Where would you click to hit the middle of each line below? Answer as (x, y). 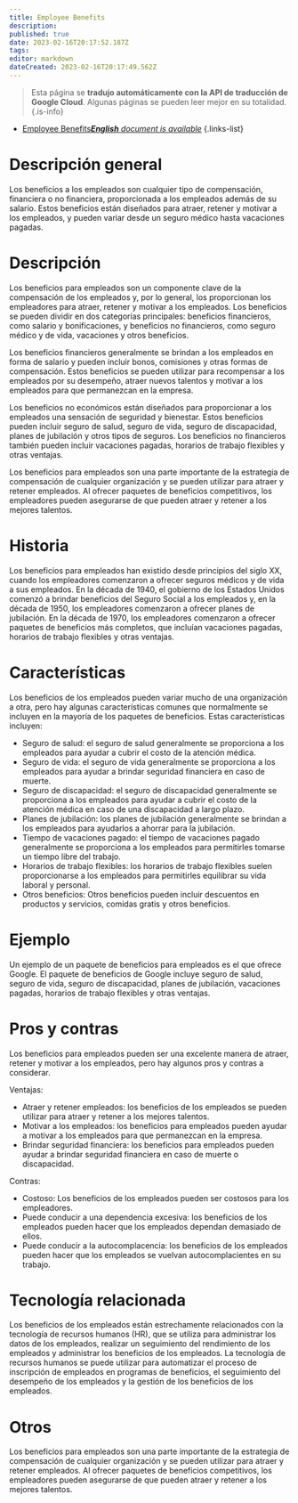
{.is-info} (47, 111)
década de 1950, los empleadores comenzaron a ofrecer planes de (132, 608)
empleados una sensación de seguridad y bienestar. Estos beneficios (137, 417)
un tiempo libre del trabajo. (72, 857)
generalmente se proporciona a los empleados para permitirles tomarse (153, 847)
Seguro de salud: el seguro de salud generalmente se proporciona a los (153, 743)
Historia (39, 545)
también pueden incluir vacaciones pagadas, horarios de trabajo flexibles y (147, 445)
